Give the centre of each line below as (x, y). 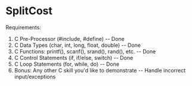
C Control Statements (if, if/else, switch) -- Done (74, 58)
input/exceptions (35, 77)
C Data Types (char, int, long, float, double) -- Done (78, 45)
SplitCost (29, 11)
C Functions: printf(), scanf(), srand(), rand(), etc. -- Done (85, 51)
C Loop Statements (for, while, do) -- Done (67, 64)
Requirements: (23, 27)
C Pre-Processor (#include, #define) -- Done (69, 39)
